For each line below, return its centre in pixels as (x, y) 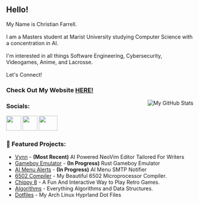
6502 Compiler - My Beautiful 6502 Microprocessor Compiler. (91, 176)
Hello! (17, 10)
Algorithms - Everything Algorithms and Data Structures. (84, 189)
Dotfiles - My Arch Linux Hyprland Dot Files (68, 195)
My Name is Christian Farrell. (42, 24)
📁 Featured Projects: (36, 144)
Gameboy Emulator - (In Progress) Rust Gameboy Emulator (87, 164)
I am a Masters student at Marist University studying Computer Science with (99, 37)
